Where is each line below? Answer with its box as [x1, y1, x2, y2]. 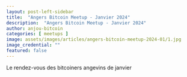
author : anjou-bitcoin [6, 25, 63, 32]
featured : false [6, 48, 47, 54]
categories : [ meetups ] [6, 31, 69, 37]
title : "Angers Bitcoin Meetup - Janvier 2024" [6, 14, 130, 20]
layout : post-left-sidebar [6, 8, 74, 15]
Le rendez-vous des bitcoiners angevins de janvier [6, 64, 132, 71]
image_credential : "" [6, 42, 61, 48]
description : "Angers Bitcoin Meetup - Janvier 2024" [6, 20, 147, 26]
